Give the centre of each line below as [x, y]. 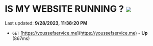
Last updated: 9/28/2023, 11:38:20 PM [46, 23]
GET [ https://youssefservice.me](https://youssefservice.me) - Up [80, 33]
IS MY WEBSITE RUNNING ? [65, 9]
